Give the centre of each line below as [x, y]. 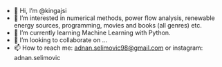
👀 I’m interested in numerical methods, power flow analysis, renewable [114, 18]
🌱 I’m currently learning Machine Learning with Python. [92, 32]
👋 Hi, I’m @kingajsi [40, 11]
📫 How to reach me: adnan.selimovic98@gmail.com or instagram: [108, 48]
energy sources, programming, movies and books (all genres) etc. [108, 25]
